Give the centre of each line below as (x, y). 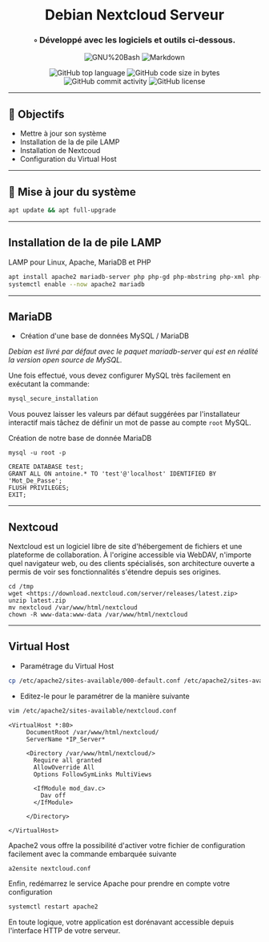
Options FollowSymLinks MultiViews (92, 774)
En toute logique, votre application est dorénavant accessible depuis (121, 922)
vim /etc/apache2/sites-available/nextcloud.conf (93, 710)
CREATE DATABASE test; (46, 467)
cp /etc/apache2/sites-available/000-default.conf (94, 681)
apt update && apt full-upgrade (62, 210)
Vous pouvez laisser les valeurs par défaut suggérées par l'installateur (124, 414)
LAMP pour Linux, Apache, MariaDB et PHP (80, 262)
